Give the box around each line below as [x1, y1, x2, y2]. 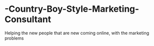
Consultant [4, 14, 51, 25]
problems [4, 35, 24, 41]
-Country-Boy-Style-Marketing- [4, 3, 139, 15]
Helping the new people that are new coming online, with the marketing [4, 30, 150, 36]
